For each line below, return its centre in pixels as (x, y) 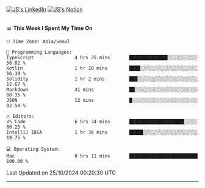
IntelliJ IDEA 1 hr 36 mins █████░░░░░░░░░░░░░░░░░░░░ (102, 132)
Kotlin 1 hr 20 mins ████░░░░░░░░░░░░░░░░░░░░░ (102, 68)
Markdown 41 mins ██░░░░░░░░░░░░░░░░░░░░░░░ (102, 90)
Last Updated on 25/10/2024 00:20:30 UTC (61, 173)
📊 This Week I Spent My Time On (49, 28)
